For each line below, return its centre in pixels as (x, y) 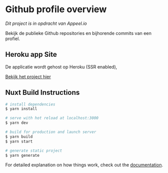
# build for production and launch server (51, 132)
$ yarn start (19, 141)
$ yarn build (19, 136)
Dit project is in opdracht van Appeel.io (46, 23)
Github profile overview (56, 9)
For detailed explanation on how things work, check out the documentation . (84, 165)
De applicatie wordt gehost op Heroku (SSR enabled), (61, 66)
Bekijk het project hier (28, 77)
